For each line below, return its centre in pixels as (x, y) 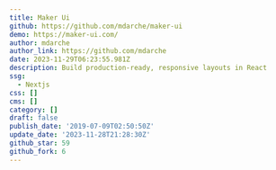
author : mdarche (40, 43)
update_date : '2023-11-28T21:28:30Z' (80, 135)
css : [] (24, 93)
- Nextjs (34, 85)
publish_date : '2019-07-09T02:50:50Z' (82, 127)
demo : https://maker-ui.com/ (64, 34)
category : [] (34, 110)
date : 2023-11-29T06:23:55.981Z (70, 59)
